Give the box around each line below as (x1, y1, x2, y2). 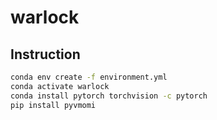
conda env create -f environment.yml (10, 72, 168, 82)
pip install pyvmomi (10, 100, 97, 110)
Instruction (10, 46, 81, 63)
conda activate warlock (10, 81, 110, 91)
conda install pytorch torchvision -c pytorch (10, 91, 208, 101)
